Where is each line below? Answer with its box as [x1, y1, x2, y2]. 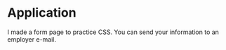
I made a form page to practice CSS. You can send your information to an [7, 28, 220, 36]
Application [7, 5, 77, 21]
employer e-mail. [7, 35, 57, 43]
